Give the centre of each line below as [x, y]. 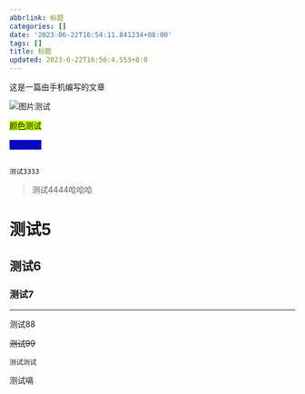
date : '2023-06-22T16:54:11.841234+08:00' [91, 34]
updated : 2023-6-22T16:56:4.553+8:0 [79, 60]
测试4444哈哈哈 [62, 190]
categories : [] [38, 26]
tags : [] [26, 43]
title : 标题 [30, 52]
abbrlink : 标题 [37, 18]
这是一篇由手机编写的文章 [57, 87]
